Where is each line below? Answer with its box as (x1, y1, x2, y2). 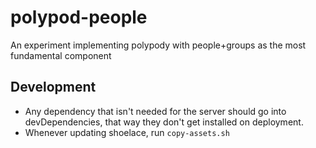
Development (10, 79, 97, 96)
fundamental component (10, 49, 112, 61)
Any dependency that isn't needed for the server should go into (24, 105, 287, 117)
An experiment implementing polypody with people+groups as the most (10, 39, 307, 51)
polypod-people (10, 6, 148, 29)
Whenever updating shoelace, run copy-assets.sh (24, 126, 230, 138)
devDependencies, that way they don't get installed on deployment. (24, 116, 304, 128)
